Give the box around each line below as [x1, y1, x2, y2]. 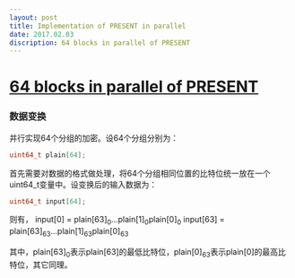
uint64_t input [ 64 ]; [9, 196, 87, 206]
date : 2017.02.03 [9, 30, 74, 39]
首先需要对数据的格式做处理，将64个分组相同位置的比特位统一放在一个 [9, 168, 271, 178]
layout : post [9, 13, 58, 22]
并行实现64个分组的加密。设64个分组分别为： [9, 132, 179, 143]
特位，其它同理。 [9, 259, 73, 270]
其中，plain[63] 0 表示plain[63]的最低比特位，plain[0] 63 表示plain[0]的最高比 [9, 247, 286, 259]
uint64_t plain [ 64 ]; [9, 150, 87, 160]
